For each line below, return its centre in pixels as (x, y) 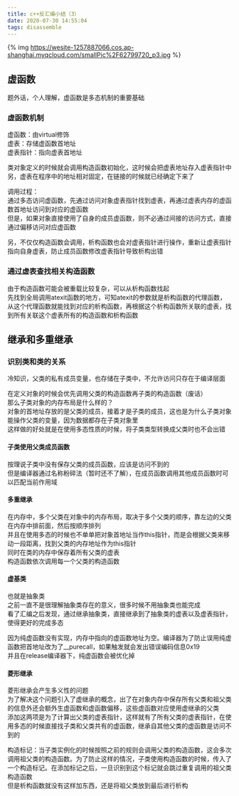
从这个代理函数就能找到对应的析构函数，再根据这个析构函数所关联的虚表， (116, 306)
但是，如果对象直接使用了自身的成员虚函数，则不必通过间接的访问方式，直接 (119, 219)
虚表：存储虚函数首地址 (42, 144)
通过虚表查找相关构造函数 (51, 271)
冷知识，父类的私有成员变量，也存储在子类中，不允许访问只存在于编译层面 (116, 379)
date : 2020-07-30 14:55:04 (47, 21)
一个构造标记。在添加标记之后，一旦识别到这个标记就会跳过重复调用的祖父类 (119, 768)
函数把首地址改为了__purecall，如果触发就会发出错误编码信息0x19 (104, 647)
